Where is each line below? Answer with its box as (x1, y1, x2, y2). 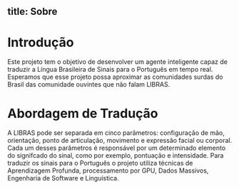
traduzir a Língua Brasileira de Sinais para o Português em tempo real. (7, 65, 213, 74)
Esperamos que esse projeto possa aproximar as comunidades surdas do (7, 72, 223, 81)
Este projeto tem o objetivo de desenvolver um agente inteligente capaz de (7, 58, 228, 66)
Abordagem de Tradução (7, 105, 158, 121)
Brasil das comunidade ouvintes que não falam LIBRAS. (7, 80, 171, 89)
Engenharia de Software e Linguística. (7, 174, 119, 183)
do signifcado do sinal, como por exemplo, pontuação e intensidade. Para (7, 151, 224, 160)
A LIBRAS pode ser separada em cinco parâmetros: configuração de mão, (7, 129, 225, 137)
